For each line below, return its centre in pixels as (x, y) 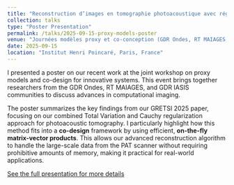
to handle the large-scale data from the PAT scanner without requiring (107, 145)
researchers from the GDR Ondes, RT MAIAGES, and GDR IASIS (98, 87)
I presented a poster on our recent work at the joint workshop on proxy (109, 72)
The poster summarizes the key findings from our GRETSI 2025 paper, (108, 108)
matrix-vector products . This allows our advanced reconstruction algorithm (117, 138)
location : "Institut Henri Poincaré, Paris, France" (85, 53)
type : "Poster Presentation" (49, 27)
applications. (25, 160)
